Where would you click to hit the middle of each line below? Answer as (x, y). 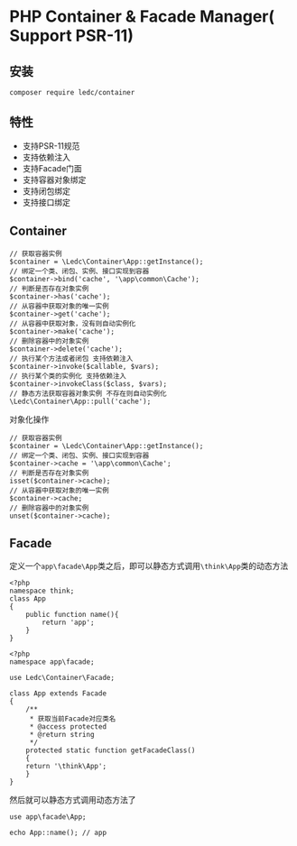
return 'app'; (68, 623)
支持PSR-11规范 (51, 145)
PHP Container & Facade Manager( (142, 17)
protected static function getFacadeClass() (111, 750)
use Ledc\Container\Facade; (62, 678)
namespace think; (42, 591)
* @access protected (68, 727)
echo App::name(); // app (58, 833)
